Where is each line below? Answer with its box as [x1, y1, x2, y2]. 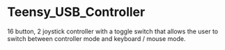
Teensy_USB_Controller [7, 4, 146, 20]
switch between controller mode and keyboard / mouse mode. [7, 34, 186, 42]
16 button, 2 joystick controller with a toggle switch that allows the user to [7, 27, 218, 35]
